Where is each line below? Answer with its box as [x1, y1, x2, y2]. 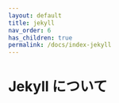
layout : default [8, 11, 62, 20]
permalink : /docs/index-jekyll [8, 41, 112, 49]
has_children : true [8, 33, 73, 42]
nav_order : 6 [8, 26, 52, 34]
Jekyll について [8, 78, 108, 96]
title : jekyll [8, 19, 56, 27]
